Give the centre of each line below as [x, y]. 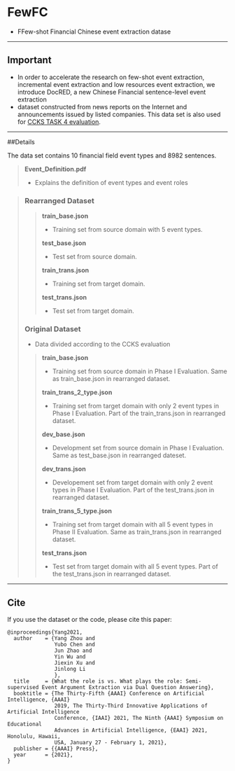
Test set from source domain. [95, 257]
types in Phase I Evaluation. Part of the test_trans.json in [133, 490]
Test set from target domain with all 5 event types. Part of [135, 567]
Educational [24, 724]
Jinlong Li [70, 669]
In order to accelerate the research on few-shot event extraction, [111, 77]
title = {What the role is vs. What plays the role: [98, 681]
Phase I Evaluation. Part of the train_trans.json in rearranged [139, 413]
